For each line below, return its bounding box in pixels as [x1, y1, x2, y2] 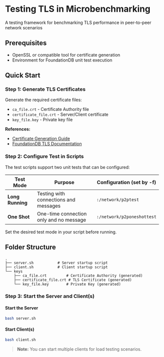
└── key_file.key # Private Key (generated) [14, 282, 121, 287]
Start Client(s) [5, 326, 35, 333]
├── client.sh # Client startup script [5, 265, 108, 270]
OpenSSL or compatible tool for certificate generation [12, 52, 121, 58]
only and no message [37, 216, 86, 223]
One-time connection [37, 210, 87, 217]
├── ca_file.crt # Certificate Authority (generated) [14, 273, 143, 278]
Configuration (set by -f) [97, 179, 156, 186]
